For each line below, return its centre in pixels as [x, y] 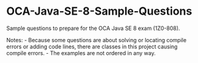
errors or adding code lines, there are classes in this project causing [92, 46]
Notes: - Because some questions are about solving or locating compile [97, 40]
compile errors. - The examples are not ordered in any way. [81, 53]
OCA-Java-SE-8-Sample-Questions [99, 11]
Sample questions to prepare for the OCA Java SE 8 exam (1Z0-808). [93, 28]
